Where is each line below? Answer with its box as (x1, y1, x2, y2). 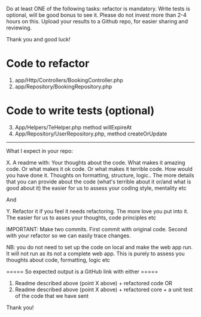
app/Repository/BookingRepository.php (14, 83, 112, 90)
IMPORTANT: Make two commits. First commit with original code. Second (6, 225, 187, 233)
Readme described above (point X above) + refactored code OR (14, 279, 172, 286)
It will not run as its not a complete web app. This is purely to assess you (6, 250, 185, 257)
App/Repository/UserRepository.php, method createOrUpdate (14, 130, 167, 137)
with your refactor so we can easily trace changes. (6, 232, 132, 239)
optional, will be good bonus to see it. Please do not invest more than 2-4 (6, 11, 187, 19)
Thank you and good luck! (6, 36, 71, 43)
